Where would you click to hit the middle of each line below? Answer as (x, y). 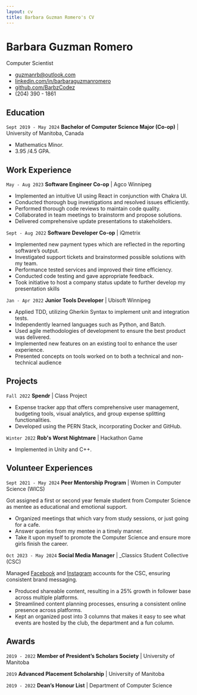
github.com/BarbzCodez (45, 88)
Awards (21, 642)
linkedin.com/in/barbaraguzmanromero (63, 81)
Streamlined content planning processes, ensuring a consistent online (100, 604)
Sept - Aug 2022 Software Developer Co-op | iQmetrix (74, 233)
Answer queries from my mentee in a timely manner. (79, 531)
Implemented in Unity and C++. (53, 449)
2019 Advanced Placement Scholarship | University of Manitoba (85, 674)
